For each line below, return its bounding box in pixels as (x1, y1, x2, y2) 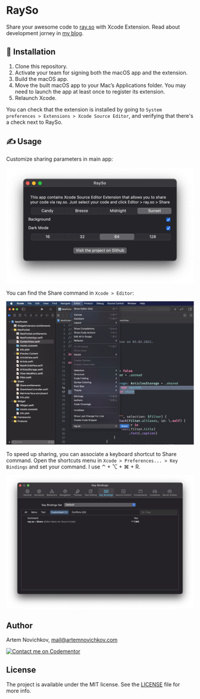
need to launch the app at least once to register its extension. (14, 88, 165, 95)
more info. (6, 687, 32, 694)
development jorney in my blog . (6, 29, 84, 36)
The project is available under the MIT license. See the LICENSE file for (6, 681, 180, 688)
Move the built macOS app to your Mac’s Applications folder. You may (14, 82, 186, 89)
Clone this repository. (14, 63, 68, 70)
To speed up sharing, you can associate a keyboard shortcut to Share (6, 451, 177, 458)
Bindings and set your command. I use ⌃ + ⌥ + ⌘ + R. (6, 463, 141, 470)
